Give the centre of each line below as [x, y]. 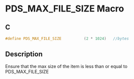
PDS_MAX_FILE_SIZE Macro [65, 9]
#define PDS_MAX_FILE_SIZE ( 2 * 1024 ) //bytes [67, 38]
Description [24, 54]
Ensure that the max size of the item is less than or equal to [66, 66]
